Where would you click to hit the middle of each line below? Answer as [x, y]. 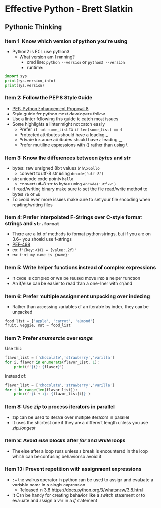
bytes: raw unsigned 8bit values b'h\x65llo [56, 168]
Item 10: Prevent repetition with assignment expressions [73, 469]
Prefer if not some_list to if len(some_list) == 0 [71, 129]
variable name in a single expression [49, 485]
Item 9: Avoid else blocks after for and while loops [65, 440]
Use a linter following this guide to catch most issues [65, 119]
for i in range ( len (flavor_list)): [41, 390]
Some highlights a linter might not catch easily [59, 124]
